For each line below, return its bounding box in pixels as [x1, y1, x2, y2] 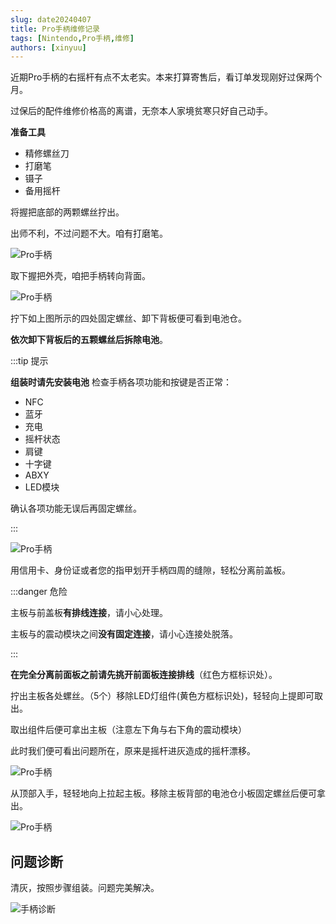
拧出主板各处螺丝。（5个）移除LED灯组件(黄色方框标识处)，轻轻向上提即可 [10, 690, 315, 702]
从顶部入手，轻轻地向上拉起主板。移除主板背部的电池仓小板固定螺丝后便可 [10, 787, 317, 800]
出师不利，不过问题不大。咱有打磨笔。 [10, 227, 168, 240]
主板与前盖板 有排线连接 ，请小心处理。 [10, 607, 168, 619]
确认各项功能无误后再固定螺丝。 [10, 502, 142, 515]
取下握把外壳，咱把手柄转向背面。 [10, 270, 151, 282]
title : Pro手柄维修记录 [10, 24, 100, 34]
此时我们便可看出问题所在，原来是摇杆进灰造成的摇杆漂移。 [10, 745, 256, 757]
